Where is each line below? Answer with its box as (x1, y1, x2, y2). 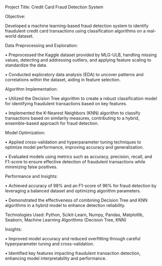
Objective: (5, 14, 26, 19)
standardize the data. (5, 63, 47, 68)
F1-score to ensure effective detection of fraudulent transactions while (5, 159, 146, 164)
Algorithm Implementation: (5, 86, 58, 92)
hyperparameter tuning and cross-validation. (5, 241, 94, 247)
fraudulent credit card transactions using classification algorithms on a (5, 28, 146, 33)
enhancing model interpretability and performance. (5, 255, 107, 261)
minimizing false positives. (5, 164, 58, 170)
